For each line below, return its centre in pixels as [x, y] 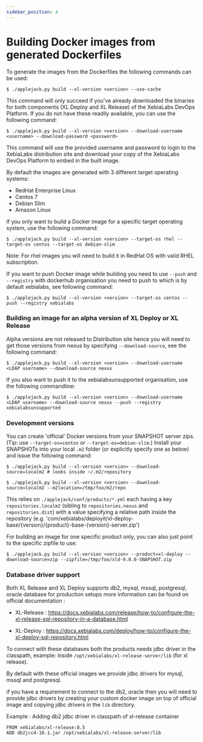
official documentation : [36, 601]
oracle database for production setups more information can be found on [98, 595]
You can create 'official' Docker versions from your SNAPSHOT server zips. [101, 436]
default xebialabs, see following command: [60, 286]
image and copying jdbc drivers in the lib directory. [71, 705]
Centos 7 [26, 197]
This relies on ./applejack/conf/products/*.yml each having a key [89, 499]
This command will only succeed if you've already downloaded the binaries [101, 100]
